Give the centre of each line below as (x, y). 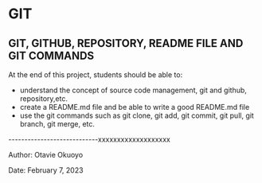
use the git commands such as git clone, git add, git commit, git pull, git (137, 115)
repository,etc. (43, 99)
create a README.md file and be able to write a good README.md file (135, 107)
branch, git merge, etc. (57, 124)
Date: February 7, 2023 (46, 170)
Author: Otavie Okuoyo (46, 155)
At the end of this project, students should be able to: (96, 75)
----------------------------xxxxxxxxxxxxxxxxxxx (90, 139)
